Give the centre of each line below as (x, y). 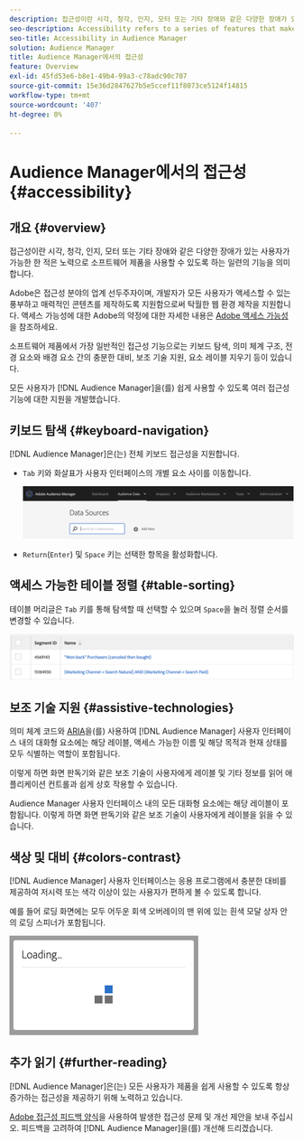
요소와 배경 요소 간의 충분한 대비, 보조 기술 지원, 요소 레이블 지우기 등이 (143, 358)
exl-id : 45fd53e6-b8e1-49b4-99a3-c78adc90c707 (98, 77)
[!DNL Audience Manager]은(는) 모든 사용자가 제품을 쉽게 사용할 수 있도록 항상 (150, 1086)
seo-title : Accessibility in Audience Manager (98, 38)
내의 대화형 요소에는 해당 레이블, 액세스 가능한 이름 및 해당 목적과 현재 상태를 (153, 743)
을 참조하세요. (34, 327)
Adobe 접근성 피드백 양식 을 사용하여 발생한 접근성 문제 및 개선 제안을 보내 (139, 1117)
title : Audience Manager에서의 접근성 (77, 57)
